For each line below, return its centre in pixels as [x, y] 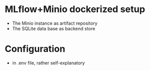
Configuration [35, 49]
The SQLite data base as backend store [54, 28]
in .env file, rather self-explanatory [48, 63]
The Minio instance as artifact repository [55, 23]
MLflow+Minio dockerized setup [75, 9]
